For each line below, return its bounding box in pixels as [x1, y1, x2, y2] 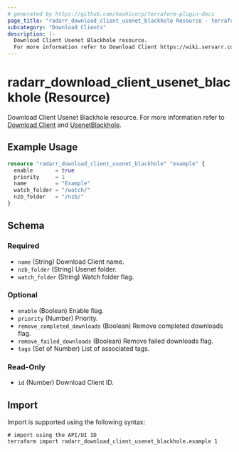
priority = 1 [14, 173, 65, 180]
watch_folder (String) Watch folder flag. [17, 272, 134, 281]
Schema [7, 220, 45, 232]
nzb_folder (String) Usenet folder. [17, 264, 117, 273]
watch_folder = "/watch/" [14, 187, 91, 194]
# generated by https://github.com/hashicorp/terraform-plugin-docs [7, 10, 215, 18]
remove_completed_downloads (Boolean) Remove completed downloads [17, 322, 223, 330]
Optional [7, 290, 38, 300]
